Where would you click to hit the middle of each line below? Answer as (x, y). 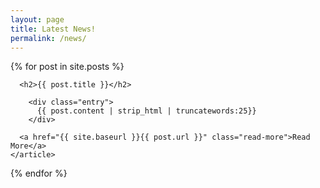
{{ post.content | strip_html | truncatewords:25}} (146, 111)
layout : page (37, 19)
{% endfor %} (39, 173)
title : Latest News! (53, 29)
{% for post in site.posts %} (67, 67)
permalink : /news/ (48, 38)
